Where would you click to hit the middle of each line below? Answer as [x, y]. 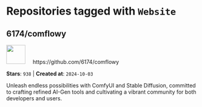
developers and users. [34, 98]
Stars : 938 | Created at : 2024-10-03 [50, 74]
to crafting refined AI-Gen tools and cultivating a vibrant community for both [101, 92]
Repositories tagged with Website [91, 11]
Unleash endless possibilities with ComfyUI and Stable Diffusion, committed [101, 85]
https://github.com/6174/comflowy [76, 62]
